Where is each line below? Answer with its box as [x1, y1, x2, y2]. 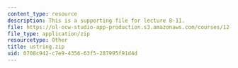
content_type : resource [7, 10, 78, 18]
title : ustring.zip [7, 43, 65, 50]
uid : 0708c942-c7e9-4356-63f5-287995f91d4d [7, 50, 138, 57]
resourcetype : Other [7, 37, 69, 44]
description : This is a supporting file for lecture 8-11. [7, 17, 186, 24]
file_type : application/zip [7, 30, 91, 38]
